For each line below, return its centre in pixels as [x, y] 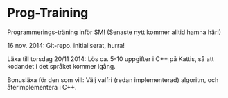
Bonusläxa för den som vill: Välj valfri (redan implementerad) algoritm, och [113, 80]
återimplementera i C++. [42, 87]
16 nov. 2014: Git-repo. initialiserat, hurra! [66, 45]
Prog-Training [48, 13]
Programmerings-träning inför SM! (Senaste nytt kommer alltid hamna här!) [114, 32]
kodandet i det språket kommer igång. [61, 66]
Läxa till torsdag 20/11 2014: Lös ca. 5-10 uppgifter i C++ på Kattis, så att [111, 59]
